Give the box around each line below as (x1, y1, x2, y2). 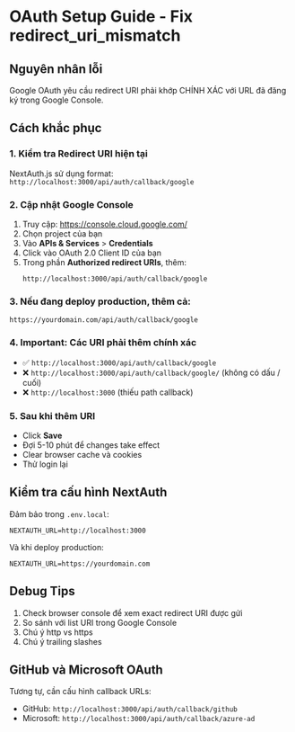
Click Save (22, 430, 63, 441)
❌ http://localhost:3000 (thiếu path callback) (22, 387, 194, 397)
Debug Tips (9, 584, 75, 599)
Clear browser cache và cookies (22, 449, 143, 460)
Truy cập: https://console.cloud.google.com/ (22, 219, 188, 229)
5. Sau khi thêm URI (9, 409, 96, 422)
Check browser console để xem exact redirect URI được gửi (22, 607, 243, 618)
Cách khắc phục (9, 121, 102, 136)
